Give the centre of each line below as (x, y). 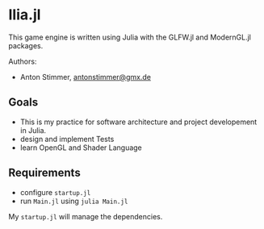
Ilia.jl (25, 15)
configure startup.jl (55, 192)
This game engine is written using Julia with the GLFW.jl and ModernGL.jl (130, 37)
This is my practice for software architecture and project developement (138, 122)
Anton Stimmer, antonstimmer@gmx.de (86, 77)
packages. (26, 45)
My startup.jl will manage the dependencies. (86, 216)
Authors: (23, 61)
